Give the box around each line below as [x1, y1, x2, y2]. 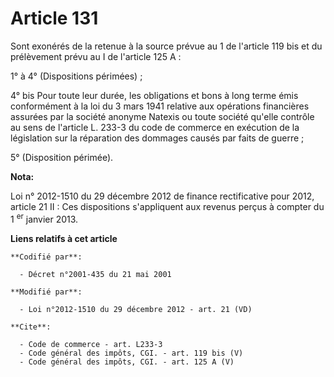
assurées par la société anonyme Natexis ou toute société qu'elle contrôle [10, 110, 315, 122]
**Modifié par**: [10, 287, 83, 297]
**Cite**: [10, 322, 52, 332]
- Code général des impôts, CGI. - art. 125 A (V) [19, 357, 235, 367]
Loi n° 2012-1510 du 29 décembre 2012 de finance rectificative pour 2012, [10, 190, 315, 202]
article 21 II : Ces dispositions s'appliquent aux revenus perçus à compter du [10, 200, 325, 212]
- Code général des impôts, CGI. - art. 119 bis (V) [19, 348, 244, 358]
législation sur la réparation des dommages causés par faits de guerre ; [10, 132, 305, 144]
